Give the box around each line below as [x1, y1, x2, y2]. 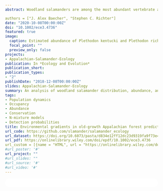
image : [5, 34, 18, 39]
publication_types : [5, 70, 45, 75]
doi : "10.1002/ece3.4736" [5, 25, 57, 30]
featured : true [5, 30, 36, 35]
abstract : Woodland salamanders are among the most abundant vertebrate [5, 7, 155, 12]
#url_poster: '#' [5, 147, 40, 152]
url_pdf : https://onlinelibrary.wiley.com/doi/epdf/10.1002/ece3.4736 [5, 138, 151, 143]
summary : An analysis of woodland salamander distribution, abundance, [5, 88, 153, 93]
